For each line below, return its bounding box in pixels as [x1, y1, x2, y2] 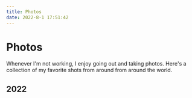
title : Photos [6, 8, 42, 15]
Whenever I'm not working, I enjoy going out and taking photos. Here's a [6, 60, 187, 67]
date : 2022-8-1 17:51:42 [6, 14, 69, 20]
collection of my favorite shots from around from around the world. [6, 67, 173, 74]
